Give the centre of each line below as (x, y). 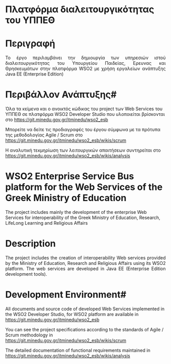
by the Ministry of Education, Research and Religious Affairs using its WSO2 (85, 263)
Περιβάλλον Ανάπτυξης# (61, 95)
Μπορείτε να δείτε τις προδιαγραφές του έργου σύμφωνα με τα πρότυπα (83, 130)
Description (31, 244)
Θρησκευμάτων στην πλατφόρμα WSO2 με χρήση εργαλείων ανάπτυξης (85, 69)
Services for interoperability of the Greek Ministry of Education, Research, (83, 217)
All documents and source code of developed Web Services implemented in (85, 309)
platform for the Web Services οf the (84, 187)
